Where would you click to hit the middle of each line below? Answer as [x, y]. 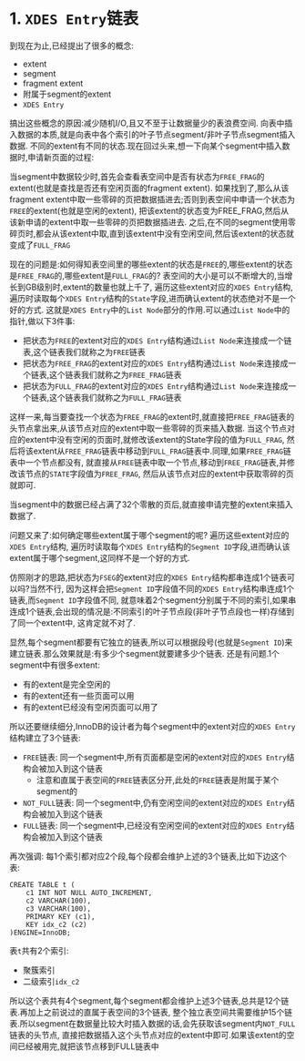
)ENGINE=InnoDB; [40, 933]
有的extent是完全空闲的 [66, 684]
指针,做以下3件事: [42, 321]
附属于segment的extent [67, 94]
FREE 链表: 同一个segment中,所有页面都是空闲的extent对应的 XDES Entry [154, 757]
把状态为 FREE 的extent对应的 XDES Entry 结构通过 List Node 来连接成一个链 [157, 340]
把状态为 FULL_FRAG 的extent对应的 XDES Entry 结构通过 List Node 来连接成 [155, 386]
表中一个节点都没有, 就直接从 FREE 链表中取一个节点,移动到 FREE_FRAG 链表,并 [148, 462]
